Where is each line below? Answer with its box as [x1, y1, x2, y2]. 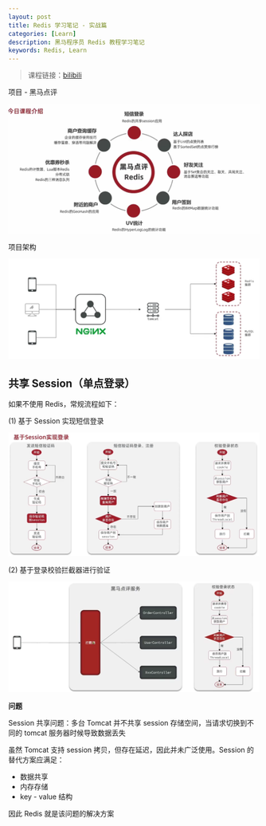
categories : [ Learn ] [8, 29, 77, 37]
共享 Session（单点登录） [8, 376, 135, 390]
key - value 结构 [19, 792, 73, 801]
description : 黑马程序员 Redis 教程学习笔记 [8, 38, 145, 46]
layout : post [8, 13, 52, 21]
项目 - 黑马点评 [8, 88, 58, 97]
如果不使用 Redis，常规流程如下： [8, 399, 119, 409]
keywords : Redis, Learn [8, 46, 88, 55]
